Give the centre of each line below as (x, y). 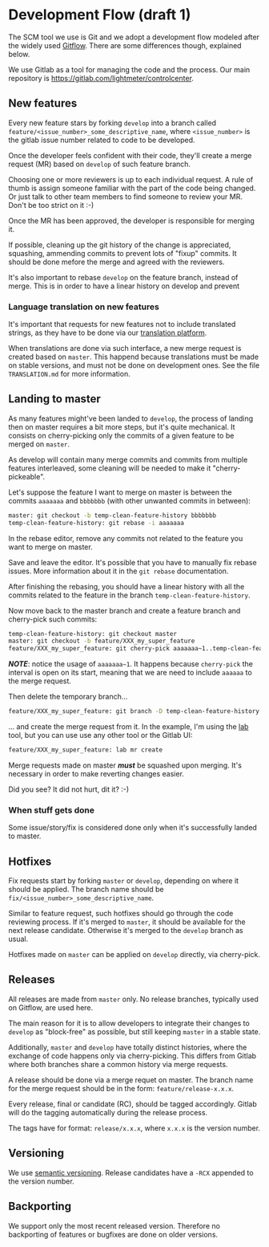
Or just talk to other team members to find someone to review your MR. (125, 196)
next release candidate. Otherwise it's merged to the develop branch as (126, 931)
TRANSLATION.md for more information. (69, 374)
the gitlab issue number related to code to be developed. (102, 140)
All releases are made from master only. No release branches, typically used (133, 999)
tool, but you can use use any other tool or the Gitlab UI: (100, 736)
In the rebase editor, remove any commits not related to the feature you (126, 538)
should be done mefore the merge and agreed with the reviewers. (116, 262)
